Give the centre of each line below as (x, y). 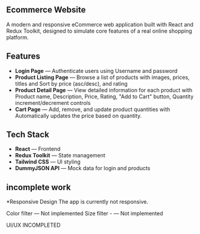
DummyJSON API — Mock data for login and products (83, 168)
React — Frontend (38, 149)
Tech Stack (28, 135)
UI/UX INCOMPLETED (33, 225)
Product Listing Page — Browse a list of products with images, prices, (102, 77)
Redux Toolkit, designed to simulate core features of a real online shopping (99, 31)
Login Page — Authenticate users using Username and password (96, 71)
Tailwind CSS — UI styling (48, 162)
